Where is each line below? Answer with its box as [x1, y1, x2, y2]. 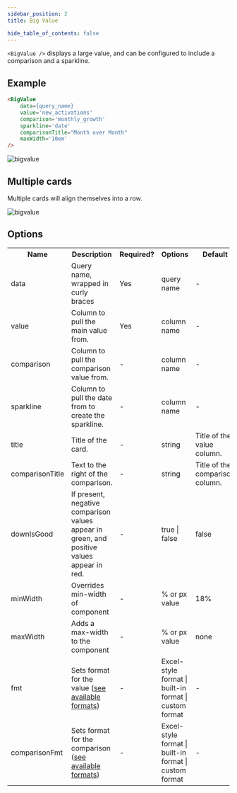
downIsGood [11, 529, 54, 539]
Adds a [71, 618, 95, 628]
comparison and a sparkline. [7, 57, 90, 65]
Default [202, 249, 228, 259]
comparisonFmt [11, 748, 63, 758]
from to [71, 401, 96, 411]
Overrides [71, 580, 104, 590]
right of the [71, 469, 108, 479]
